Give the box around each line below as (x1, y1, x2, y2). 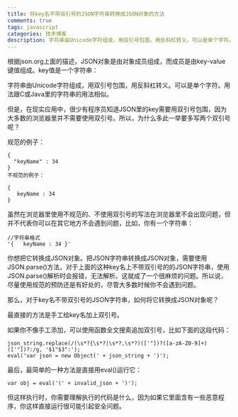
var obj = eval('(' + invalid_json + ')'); (7, 380, 138, 387)
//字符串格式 (7, 235, 40, 242)
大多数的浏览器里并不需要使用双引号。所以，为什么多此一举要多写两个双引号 (7, 114, 231, 123)
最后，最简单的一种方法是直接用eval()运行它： (7, 366, 142, 374)
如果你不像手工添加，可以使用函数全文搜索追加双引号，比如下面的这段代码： (7, 326, 231, 334)
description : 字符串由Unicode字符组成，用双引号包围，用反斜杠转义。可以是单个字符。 (7, 37, 234, 44)
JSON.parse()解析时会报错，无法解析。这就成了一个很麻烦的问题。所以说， (7, 272, 227, 280)
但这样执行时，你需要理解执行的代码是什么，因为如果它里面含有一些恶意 (7, 393, 218, 401)
